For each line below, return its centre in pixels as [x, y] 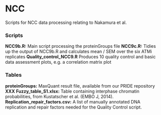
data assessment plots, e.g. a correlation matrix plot [58, 62]
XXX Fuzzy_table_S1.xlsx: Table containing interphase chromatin [72, 91]
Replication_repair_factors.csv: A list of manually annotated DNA [73, 102]
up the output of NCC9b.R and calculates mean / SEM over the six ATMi [79, 52]
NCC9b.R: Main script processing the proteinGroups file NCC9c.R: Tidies [80, 46]
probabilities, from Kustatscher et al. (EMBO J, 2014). [59, 96]
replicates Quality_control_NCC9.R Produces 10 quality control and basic [80, 57]
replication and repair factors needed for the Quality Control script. [74, 107]
